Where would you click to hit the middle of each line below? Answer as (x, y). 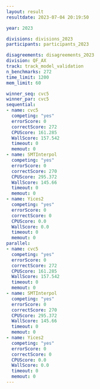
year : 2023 (20, 28)
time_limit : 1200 (28, 77)
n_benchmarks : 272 (29, 72)
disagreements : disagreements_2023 (50, 55)
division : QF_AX (26, 61)
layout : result (25, 12)
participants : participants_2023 (48, 44)
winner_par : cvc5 (28, 99)
